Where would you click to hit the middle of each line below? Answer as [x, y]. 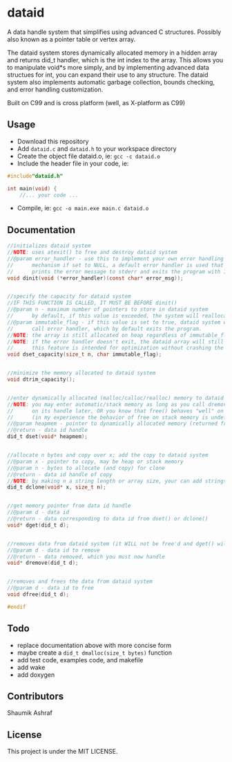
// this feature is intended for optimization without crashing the [116, 348]
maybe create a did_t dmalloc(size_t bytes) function [95, 653]
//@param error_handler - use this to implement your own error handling [116, 258]
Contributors [36, 697]
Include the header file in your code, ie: [73, 163]
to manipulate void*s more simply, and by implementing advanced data [108, 67]
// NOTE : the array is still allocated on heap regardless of [97, 335]
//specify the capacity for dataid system [69, 297]
